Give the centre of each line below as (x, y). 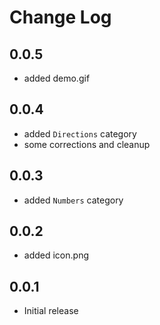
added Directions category (80, 133)
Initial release (51, 311)
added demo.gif (57, 78)
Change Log (60, 17)
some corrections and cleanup (87, 144)
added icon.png (56, 255)
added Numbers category (73, 200)
